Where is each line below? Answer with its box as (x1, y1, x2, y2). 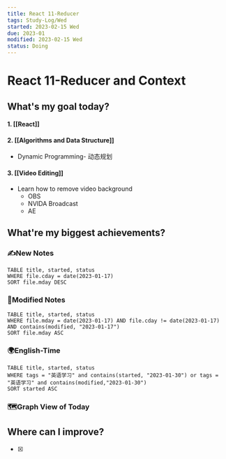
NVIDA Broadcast (27, 199, 78, 207)
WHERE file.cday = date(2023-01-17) (7, 273, 114, 280)
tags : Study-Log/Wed (7, 17, 68, 24)
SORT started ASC (7, 385, 58, 392)
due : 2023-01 (7, 29, 45, 37)
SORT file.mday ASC (7, 329, 64, 336)
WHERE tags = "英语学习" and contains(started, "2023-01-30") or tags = (7, 372, 219, 379)
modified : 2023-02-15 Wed (7, 36, 82, 43)
